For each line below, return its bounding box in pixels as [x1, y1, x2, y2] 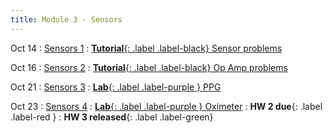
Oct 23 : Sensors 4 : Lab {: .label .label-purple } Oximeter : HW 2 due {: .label [10, 100, 323, 112]
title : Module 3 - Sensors [10, 14, 123, 25]
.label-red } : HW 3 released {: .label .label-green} [10, 111, 214, 123]
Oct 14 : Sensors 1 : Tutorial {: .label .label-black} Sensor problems [10, 42, 283, 54]
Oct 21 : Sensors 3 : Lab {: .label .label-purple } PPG [10, 81, 222, 93]
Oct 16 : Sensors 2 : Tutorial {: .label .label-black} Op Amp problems [10, 61, 288, 73]
